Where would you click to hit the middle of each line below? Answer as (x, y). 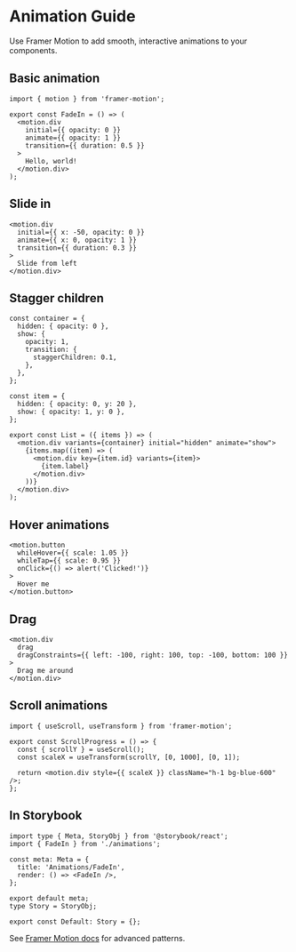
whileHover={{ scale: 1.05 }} (73, 553)
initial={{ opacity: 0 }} (73, 130)
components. (33, 50)
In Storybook (46, 816)
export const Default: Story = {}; (75, 922)
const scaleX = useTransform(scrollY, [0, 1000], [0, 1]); (129, 757)
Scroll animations (59, 705)
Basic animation (55, 79)
